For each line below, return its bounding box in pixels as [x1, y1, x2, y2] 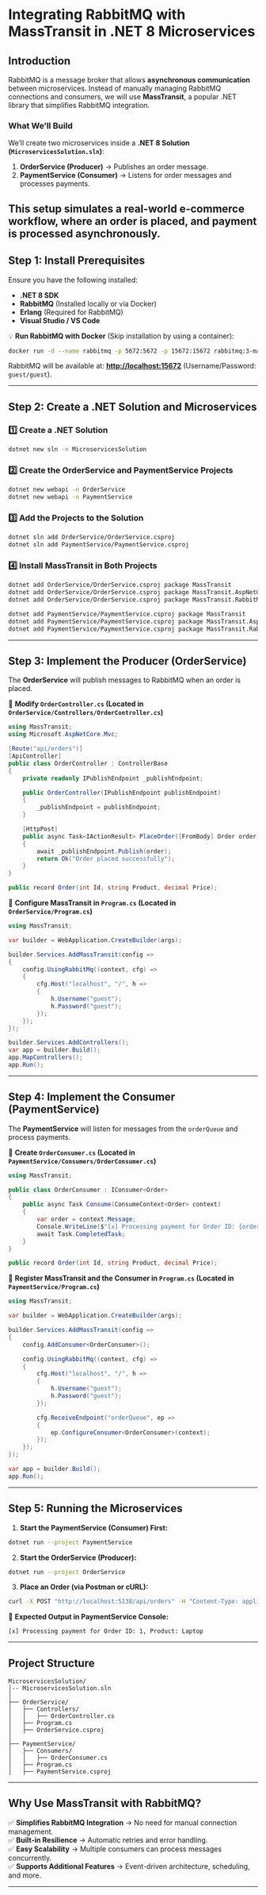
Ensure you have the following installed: [8, 275, 139, 284]
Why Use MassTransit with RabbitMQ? [8, 1797, 202, 1810]
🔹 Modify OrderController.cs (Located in [8, 699, 144, 708]
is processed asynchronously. [8, 226, 161, 240]
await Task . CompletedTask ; [36, 1229, 126, 1238]
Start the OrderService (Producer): [19, 1553, 137, 1562]
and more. [8, 1870, 42, 1880]
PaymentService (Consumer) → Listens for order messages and [19, 171, 232, 180]
